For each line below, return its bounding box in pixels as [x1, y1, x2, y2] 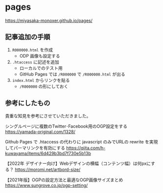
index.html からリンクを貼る [12, 77, 70, 83]
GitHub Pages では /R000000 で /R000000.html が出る [19, 71, 126, 77]
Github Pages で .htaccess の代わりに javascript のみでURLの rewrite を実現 [5, 138, 158, 145]
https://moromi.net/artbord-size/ [14, 166, 81, 172]
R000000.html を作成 [12, 47, 53, 53]
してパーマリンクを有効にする [5, 145, 65, 151]
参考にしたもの [5, 99, 50, 107]
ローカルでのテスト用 [19, 65, 63, 71]
